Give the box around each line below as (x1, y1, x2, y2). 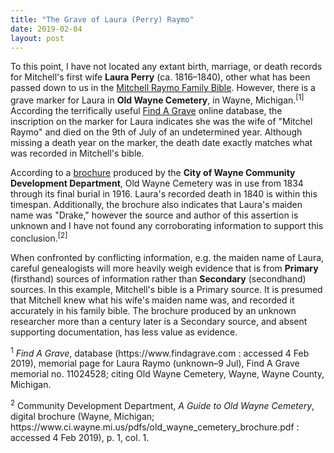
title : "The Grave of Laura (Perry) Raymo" (10, 14, 195, 25)
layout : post (10, 33, 65, 43)
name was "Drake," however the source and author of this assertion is (10, 209, 299, 221)
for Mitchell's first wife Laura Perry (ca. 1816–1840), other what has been (10, 71, 311, 83)
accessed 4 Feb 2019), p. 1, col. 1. (10, 432, 150, 443)
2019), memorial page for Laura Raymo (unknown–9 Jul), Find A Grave (10, 357, 300, 370)
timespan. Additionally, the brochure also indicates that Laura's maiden (10, 199, 303, 211)
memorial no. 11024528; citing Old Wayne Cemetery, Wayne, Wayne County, (10, 368, 325, 380)
